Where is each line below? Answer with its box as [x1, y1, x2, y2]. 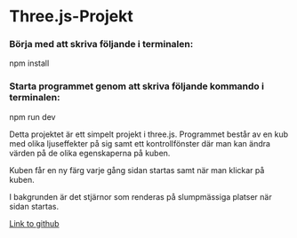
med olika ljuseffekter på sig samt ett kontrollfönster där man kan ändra [9, 138, 271, 148]
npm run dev [9, 111, 56, 122]
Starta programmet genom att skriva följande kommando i [9, 80, 265, 92]
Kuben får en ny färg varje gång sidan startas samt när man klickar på [9, 164, 265, 175]
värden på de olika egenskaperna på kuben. [9, 147, 171, 158]
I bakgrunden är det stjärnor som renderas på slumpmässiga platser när [9, 191, 273, 202]
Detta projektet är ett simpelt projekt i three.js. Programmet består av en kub [9, 129, 289, 139]
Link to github [9, 218, 60, 228]
